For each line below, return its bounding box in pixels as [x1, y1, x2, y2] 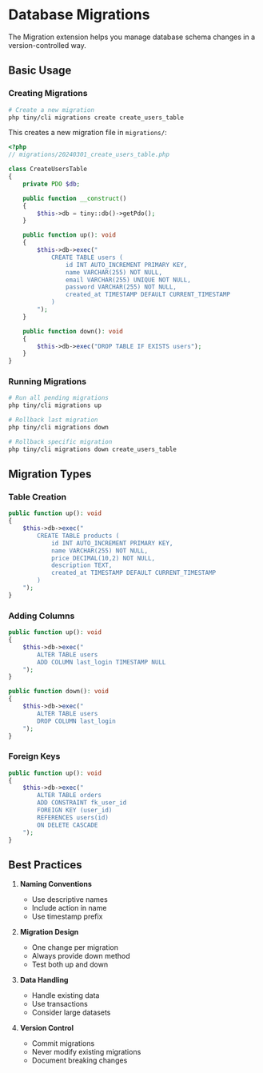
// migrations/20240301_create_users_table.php [8, 150, 170, 159]
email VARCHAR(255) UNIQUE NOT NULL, [65, 276, 192, 284]
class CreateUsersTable [8, 166, 88, 174]
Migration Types [8, 468, 92, 481]
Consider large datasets [31, 1007, 111, 1017]
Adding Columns [8, 610, 75, 621]
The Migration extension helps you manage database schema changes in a [8, 32, 256, 42]
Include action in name [31, 903, 107, 913]
